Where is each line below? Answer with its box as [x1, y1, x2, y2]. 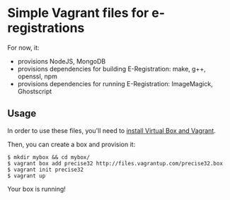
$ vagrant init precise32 [7, 166, 84, 173]
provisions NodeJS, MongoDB [17, 57, 106, 65]
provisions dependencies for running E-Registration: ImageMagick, [17, 79, 214, 88]
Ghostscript [17, 87, 52, 95]
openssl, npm [17, 72, 58, 81]
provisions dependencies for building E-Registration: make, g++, [17, 64, 207, 73]
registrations [7, 20, 85, 36]
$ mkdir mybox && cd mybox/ [7, 153, 91, 160]
